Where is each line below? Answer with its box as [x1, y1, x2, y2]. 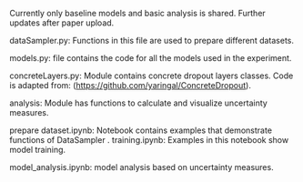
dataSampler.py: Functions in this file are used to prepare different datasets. [9, 35, 294, 45]
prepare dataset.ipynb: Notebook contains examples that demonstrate [9, 125, 273, 136]
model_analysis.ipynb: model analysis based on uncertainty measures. [9, 162, 275, 172]
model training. [9, 145, 66, 155]
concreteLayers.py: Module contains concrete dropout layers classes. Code [9, 70, 294, 81]
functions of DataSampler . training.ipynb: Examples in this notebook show [9, 135, 289, 145]
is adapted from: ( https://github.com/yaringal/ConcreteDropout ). [9, 80, 252, 90]
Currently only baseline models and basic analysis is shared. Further [9, 8, 266, 18]
